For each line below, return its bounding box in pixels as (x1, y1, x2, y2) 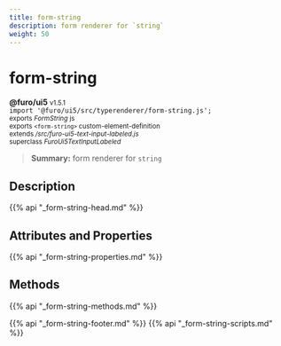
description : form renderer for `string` (9, 21, 165, 30)
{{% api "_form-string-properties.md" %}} (9, 251, 163, 262)
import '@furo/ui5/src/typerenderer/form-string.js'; (9, 106, 213, 115)
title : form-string (9, 12, 82, 22)
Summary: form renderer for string (30, 153, 162, 164)
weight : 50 (9, 29, 50, 38)
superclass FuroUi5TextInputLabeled (9, 138, 121, 146)
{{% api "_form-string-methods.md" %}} (9, 301, 158, 311)
